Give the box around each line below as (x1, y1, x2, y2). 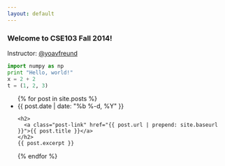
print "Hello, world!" (7, 69, 73, 76)
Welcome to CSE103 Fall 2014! (7, 33, 113, 43)
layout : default (7, 10, 55, 17)
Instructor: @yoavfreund (7, 49, 78, 57)
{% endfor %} (17, 152, 58, 160)
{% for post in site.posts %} (17, 95, 98, 103)
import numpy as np (7, 62, 64, 70)
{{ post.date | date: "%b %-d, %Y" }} (17, 102, 124, 110)
